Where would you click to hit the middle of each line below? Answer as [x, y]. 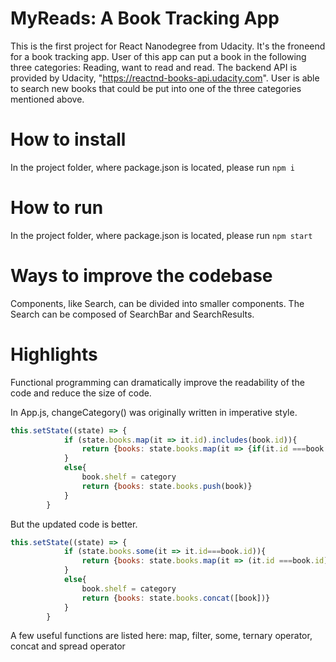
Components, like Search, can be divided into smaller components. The [157, 303]
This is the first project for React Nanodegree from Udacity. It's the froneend [168, 46]
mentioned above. [47, 99]
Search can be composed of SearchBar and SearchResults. [132, 314]
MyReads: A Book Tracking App [145, 18]
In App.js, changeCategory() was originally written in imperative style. [154, 412]
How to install [68, 139]
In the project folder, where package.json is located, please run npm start [161, 235]
